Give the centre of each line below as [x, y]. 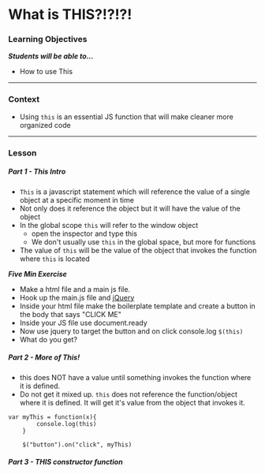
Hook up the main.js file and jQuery [77, 297]
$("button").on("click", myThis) [77, 444]
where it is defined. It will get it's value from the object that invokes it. [132, 402]
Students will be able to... [51, 56]
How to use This [46, 72]
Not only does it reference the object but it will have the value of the [130, 208]
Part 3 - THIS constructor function [66, 462]
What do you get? [48, 339]
